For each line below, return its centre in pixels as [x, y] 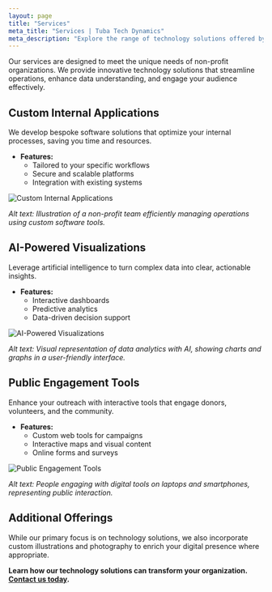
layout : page [30, 16]
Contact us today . [39, 579]
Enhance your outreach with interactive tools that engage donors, [118, 402]
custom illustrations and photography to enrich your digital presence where [134, 546]
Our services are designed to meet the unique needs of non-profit [119, 62]
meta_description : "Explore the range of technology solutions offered [132, 38]
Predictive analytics [65, 309]
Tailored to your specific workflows [91, 165]
